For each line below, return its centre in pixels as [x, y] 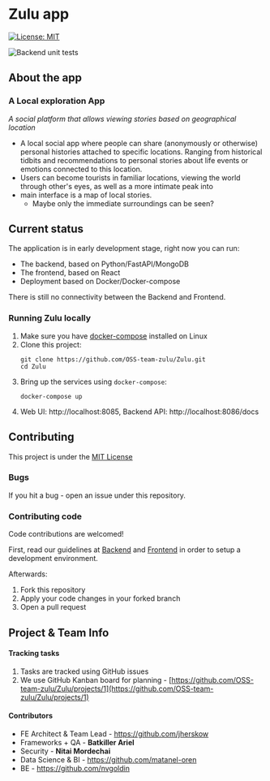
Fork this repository [53, 590]
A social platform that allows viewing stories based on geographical [122, 119]
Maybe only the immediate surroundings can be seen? [123, 203]
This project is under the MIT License [71, 456]
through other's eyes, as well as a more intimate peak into [116, 186]
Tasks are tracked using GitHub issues [84, 671]
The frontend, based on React [70, 273]
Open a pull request [53, 607]
